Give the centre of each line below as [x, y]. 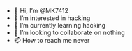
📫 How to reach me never [52, 40]
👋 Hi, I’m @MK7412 [41, 11]
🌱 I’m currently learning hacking [60, 25]
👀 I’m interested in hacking [52, 18]
